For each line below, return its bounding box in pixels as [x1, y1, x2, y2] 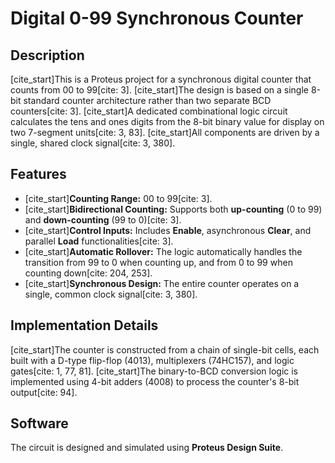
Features [10, 166, 67, 183]
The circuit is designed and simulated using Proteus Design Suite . [10, 442, 284, 454]
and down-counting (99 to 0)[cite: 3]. [24, 213, 182, 226]
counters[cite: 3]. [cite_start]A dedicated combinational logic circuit [10, 105, 288, 117]
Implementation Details [10, 317, 159, 334]
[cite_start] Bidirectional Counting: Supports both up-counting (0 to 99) [24, 203, 323, 215]
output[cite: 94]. [10, 386, 78, 398]
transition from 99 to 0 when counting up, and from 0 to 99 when [24, 256, 293, 268]
